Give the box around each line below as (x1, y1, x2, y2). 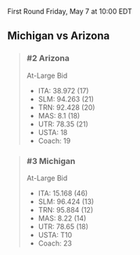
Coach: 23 (38, 239, 72, 248)
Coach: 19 (38, 136, 71, 145)
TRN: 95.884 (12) (38, 205, 94, 214)
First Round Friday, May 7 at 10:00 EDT (7, 7, 132, 16)
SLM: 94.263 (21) (38, 94, 95, 104)
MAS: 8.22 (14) (38, 213, 87, 223)
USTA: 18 (38, 127, 68, 137)
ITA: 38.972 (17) (38, 86, 89, 95)
